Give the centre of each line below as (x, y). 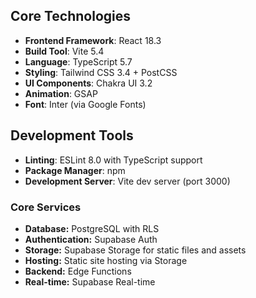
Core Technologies (71, 16)
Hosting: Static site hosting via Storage (106, 260)
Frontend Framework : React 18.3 (93, 40)
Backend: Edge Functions (78, 271)
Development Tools (72, 135)
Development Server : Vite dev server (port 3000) (127, 181)
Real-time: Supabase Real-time (90, 281)
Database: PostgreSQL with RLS (92, 228)
